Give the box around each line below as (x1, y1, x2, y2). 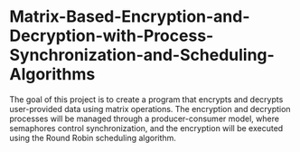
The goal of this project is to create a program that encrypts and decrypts (9, 93, 284, 105)
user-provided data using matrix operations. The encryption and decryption (9, 103, 291, 114)
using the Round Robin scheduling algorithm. (9, 132, 176, 143)
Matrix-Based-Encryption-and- (9, 6, 250, 27)
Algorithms (9, 64, 96, 85)
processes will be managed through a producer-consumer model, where (9, 113, 280, 124)
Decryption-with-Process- (9, 25, 214, 46)
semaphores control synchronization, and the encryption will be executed (9, 122, 284, 133)
